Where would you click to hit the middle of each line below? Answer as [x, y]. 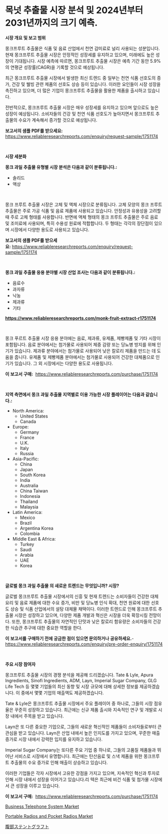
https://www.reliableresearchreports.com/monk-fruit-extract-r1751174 [81, 318]
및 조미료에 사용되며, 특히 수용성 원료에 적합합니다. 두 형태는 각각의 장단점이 [79, 223]
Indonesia [30, 496]
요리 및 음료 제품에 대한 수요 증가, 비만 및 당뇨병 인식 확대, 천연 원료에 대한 [77, 602]
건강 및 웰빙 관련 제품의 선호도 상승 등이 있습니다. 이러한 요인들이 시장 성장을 [86, 84]
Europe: [20, 427]
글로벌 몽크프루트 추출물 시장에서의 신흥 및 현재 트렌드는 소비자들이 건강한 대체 [82, 596]
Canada [28, 421]
